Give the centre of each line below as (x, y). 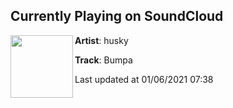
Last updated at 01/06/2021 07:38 (144, 79)
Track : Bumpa (103, 60)
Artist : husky (101, 40)
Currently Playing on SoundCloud (117, 16)
